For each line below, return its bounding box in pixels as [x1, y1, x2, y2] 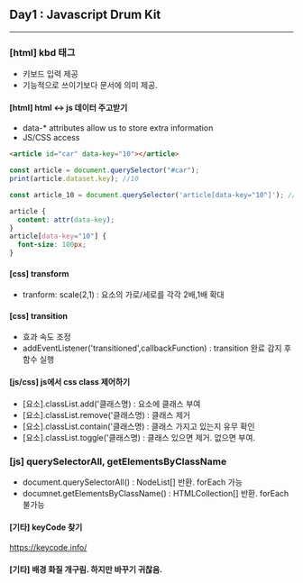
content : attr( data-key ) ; [17, 215, 115, 224]
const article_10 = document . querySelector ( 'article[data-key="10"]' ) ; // [9, 190, 297, 199]
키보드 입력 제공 [22, 68, 78, 79]
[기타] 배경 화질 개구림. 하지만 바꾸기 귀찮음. [9, 563, 163, 575]
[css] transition [9, 310, 69, 321]
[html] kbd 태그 [9, 46, 76, 59]
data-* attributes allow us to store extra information [22, 123, 214, 133]
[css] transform [9, 268, 69, 278]
